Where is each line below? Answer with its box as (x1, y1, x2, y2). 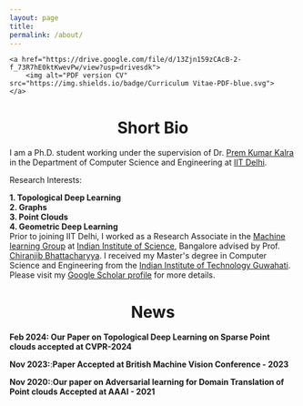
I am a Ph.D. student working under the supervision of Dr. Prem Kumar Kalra (9, 147, 294, 158)
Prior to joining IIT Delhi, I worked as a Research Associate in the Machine (9, 231, 286, 242)
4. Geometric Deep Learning (9, 221, 118, 232)
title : (9, 22, 35, 31)
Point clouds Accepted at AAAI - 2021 (9, 386, 156, 397)
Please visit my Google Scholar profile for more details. (9, 269, 216, 280)
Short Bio (116, 117, 189, 137)
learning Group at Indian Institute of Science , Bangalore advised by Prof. (9, 240, 280, 251)
